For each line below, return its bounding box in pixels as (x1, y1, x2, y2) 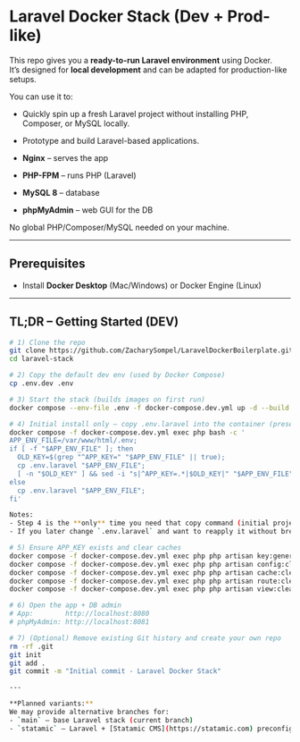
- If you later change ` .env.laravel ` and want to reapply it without (9, 527, 278, 536)
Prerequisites (9, 257, 86, 272)
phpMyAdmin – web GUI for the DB (21, 204, 154, 215)
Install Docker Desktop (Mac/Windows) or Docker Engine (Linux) (21, 280, 262, 291)
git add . (9, 659, 46, 668)
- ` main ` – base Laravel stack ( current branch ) (9, 715, 194, 725)
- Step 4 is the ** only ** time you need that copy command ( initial (9, 519, 270, 528)
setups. (9, 73, 37, 84)
